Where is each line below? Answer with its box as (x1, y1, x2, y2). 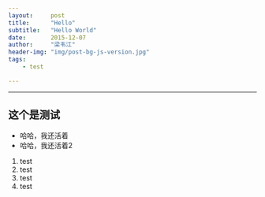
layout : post (8, 11, 65, 20)
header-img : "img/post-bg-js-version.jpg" (8, 48, 150, 56)
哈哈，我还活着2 (19, 140, 73, 150)
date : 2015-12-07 (8, 33, 87, 42)
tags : (8, 56, 26, 64)
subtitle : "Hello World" (8, 26, 97, 34)
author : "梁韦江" (8, 41, 76, 49)
